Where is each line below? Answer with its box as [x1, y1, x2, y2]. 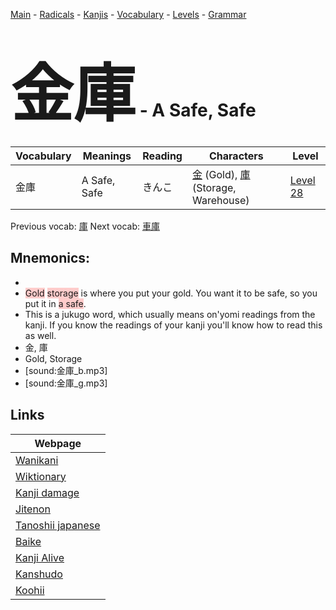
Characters [208, 149, 264, 163]
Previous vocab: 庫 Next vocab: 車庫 [10, 220, 160, 232]
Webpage [34, 436, 82, 450]
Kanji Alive [15, 550, 65, 564]
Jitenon [15, 502, 51, 516]
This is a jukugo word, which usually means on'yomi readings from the [24, 308, 316, 320]
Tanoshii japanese [15, 518, 101, 532]
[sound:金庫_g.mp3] [24, 377, 108, 389]
